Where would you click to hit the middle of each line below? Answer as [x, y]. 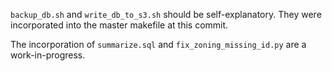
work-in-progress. [48, 55]
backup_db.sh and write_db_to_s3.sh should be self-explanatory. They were [166, 14]
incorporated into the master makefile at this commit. [119, 25]
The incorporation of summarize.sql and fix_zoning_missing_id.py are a [158, 44]
